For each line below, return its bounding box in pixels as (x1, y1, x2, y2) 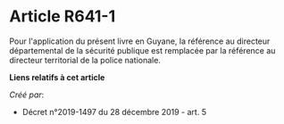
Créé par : (9, 89, 45, 100)
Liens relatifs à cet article (9, 71, 105, 82)
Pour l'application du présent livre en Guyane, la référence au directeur (9, 36, 271, 46)
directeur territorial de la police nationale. (9, 54, 161, 65)
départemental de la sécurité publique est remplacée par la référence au (9, 45, 276, 55)
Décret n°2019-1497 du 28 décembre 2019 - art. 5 (21, 106, 207, 117)
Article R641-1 (9, 6, 116, 27)
